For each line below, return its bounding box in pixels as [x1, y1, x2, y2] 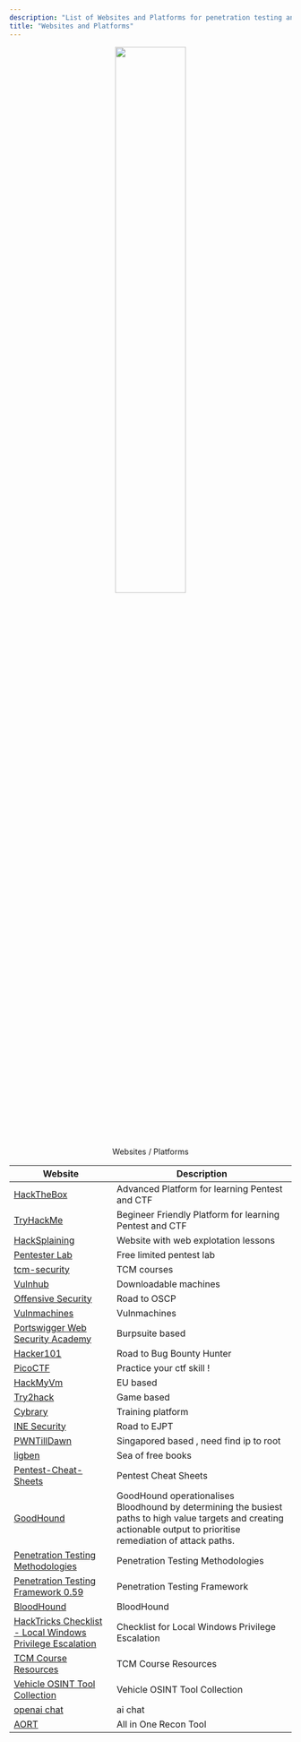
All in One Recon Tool [116, 1718, 207, 1730]
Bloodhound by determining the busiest [116, 1500, 283, 1513]
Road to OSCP [116, 1292, 176, 1305]
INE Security [13, 1419, 67, 1432]
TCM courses [116, 1263, 174, 1275]
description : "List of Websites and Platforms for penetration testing [9, 13, 282, 22]
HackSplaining [13, 1234, 75, 1246]
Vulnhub [13, 1278, 49, 1290]
